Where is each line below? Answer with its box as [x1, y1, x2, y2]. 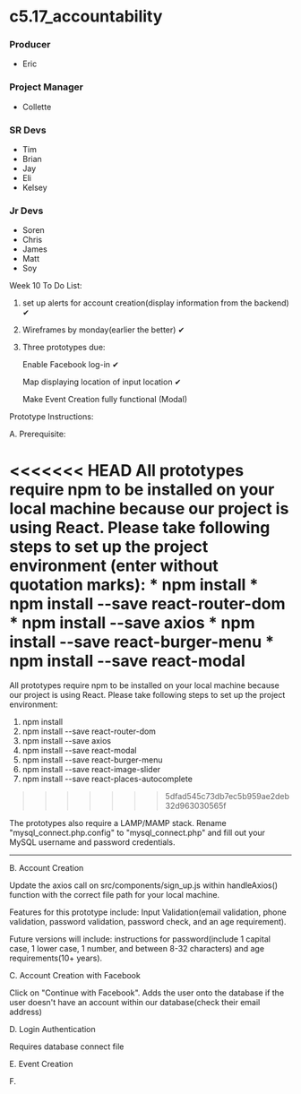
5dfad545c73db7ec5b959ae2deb [165, 791, 289, 802]
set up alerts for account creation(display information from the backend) [21, 297, 289, 308]
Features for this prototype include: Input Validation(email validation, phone [9, 907, 287, 917]
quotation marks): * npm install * [9, 574, 259, 595]
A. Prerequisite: [9, 428, 66, 440]
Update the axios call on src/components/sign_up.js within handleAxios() [9, 880, 279, 891]
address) [9, 1006, 43, 1018]
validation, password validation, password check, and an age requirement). [9, 917, 287, 927]
